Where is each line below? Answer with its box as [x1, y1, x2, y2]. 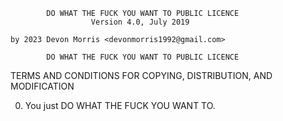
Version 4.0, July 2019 [90, 17, 190, 27]
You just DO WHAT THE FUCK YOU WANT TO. [24, 100, 216, 111]
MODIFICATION [10, 80, 75, 92]
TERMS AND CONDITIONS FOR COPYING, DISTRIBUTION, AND [10, 70, 273, 81]
